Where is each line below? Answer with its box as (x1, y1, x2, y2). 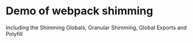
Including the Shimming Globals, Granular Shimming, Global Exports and (5, 24, 187, 31)
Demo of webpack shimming (5, 4, 153, 18)
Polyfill (5, 30, 23, 37)
